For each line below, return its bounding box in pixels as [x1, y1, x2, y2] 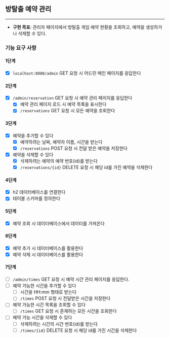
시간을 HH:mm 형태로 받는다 [20, 289, 77, 295]
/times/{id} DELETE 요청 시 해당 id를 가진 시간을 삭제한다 [20, 327, 137, 333]
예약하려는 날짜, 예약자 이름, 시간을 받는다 [20, 139, 103, 145]
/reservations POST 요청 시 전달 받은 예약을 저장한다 [20, 145, 128, 151]
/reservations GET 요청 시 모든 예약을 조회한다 [20, 108, 115, 114]
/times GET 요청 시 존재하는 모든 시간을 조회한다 [20, 308, 117, 314]
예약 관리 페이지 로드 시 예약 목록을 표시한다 [20, 101, 107, 108]
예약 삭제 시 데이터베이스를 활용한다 [12, 251, 83, 257]
